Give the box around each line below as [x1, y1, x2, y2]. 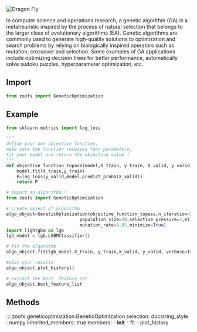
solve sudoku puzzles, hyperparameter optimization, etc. [6, 60, 144, 67]
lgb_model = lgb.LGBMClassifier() [6, 233, 91, 239]
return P [16, 179, 38, 185]
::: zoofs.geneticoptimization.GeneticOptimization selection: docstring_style [6, 313, 189, 320]
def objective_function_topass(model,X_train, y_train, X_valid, [6, 162, 169, 168]
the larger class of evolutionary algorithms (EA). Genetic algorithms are [6, 29, 178, 36]
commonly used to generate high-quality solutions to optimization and [6, 36, 176, 42]
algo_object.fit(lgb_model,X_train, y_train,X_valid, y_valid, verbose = [6, 249, 188, 255]
